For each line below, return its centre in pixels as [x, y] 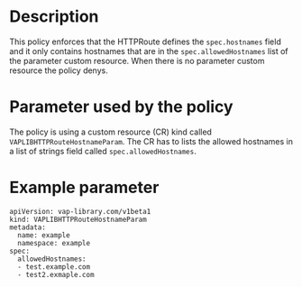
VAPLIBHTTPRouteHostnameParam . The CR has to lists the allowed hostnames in [151, 141]
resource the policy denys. [59, 70]
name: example [44, 235]
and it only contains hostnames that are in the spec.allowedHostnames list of [149, 51]
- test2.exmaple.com [56, 274]
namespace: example [54, 243]
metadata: [28, 227]
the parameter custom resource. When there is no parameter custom [137, 60]
